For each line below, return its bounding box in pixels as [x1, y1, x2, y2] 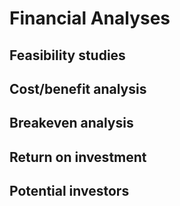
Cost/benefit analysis [9, 80, 147, 97]
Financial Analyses [9, 7, 171, 30]
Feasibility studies [9, 47, 126, 64]
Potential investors [9, 183, 130, 200]
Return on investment [9, 148, 147, 166]
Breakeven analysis [9, 115, 134, 132]
